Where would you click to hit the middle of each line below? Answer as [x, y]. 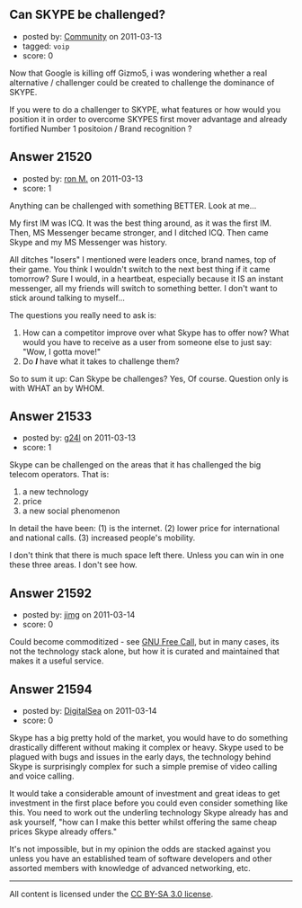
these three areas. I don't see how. [73, 565]
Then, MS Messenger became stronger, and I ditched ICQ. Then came [139, 232]
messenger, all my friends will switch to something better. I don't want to [143, 288]
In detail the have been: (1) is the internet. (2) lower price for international [145, 529]
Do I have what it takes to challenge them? [101, 361]
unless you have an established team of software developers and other [141, 859]
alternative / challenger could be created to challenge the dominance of [142, 82]
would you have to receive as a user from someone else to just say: [147, 342]
